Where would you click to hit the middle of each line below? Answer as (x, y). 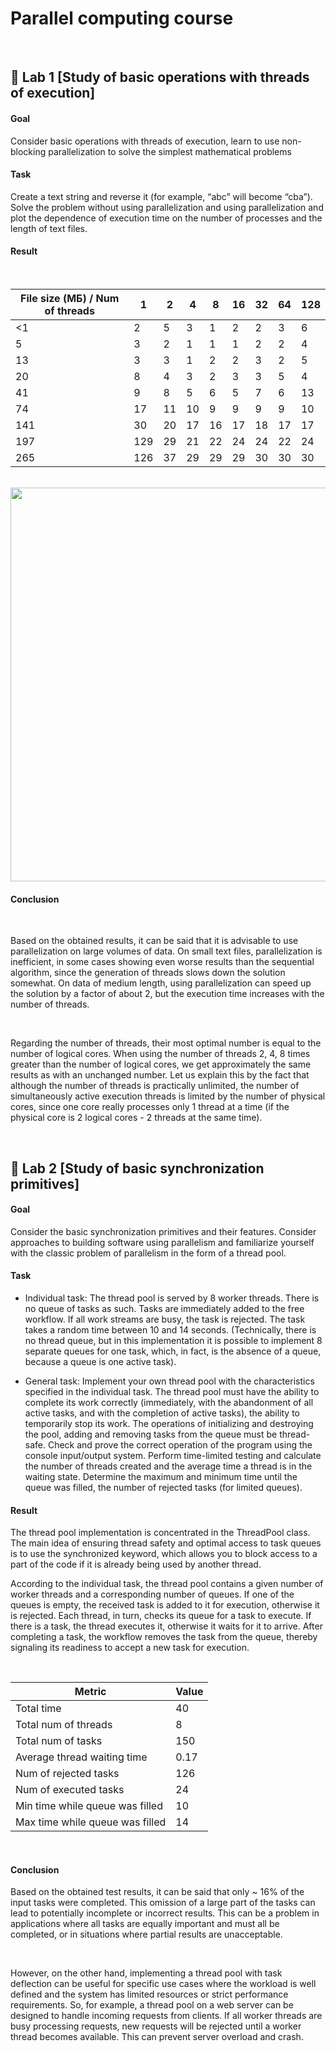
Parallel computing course (122, 18)
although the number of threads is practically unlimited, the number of (155, 1086)
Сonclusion (35, 899)
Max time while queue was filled (91, 1822)
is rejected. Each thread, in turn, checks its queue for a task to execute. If (161, 1616)
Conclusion (35, 1869)
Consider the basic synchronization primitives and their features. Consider (163, 1231)
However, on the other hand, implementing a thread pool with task (146, 1973)
